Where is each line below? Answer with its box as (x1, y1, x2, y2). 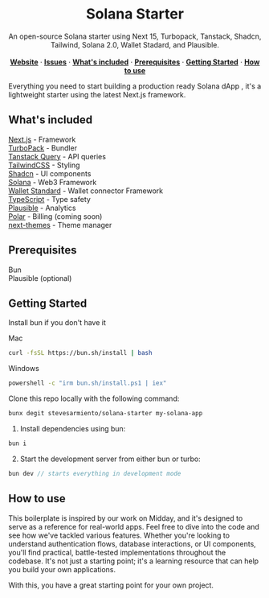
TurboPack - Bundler (8, 142, 78, 153)
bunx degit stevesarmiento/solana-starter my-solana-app (8, 410, 203, 418)
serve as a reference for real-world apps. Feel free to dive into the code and (8, 522, 259, 531)
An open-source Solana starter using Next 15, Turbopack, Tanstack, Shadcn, (8, 31, 262, 41)
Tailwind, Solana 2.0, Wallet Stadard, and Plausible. (51, 39, 219, 49)
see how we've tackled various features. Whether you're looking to (8, 530, 230, 540)
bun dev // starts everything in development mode (8, 469, 181, 477)
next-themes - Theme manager (8, 220, 112, 229)
